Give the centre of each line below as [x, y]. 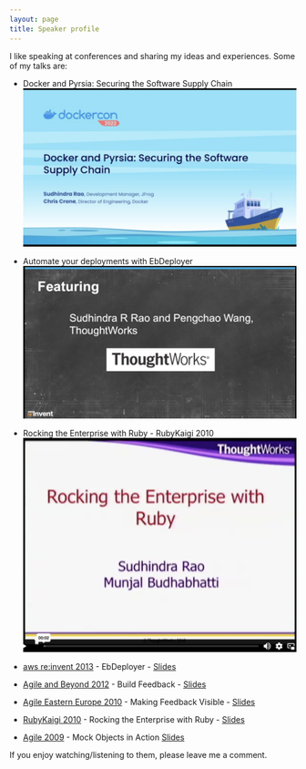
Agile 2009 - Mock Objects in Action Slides [103, 737]
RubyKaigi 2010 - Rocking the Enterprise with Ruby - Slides [134, 719]
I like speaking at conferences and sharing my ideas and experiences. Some [153, 56]
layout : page [34, 19]
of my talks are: [39, 66]
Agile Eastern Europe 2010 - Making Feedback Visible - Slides [139, 702]
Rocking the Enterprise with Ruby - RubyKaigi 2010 [118, 434]
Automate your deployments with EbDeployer [107, 261]
